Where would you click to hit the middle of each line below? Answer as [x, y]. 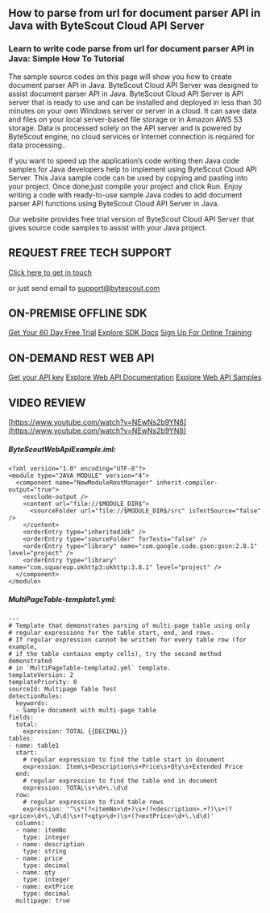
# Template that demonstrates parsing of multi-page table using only [129, 625]
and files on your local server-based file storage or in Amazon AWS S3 [126, 119]
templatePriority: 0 [43, 682]
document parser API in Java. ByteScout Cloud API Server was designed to [133, 85]
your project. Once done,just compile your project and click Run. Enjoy [125, 186]
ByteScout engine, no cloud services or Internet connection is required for [132, 136]
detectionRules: [35, 696]
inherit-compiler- [187, 483]
